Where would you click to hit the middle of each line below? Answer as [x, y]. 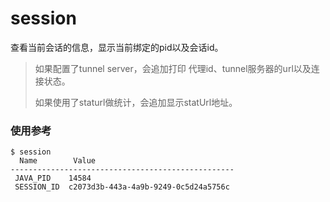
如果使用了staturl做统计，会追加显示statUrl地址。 [136, 102]
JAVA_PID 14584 [53, 178]
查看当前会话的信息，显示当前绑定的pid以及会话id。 [117, 47]
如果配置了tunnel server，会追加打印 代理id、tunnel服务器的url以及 [173, 68]
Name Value [58, 161]
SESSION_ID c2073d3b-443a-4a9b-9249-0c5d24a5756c [122, 187]
